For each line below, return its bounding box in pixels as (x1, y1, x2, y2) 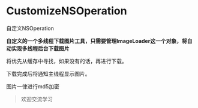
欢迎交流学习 (20, 95, 53, 103)
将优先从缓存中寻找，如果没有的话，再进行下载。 (6, 57, 127, 64)
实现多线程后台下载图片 (11, 45, 70, 52)
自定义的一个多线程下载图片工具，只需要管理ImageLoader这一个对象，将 (6, 37, 187, 44)
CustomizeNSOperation (6, 4, 127, 18)
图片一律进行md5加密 (6, 82, 60, 90)
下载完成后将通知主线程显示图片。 (6, 70, 91, 77)
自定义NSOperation (6, 24, 54, 32)
